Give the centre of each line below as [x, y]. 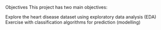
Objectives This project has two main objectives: [56, 7]
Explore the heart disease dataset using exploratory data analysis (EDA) [81, 17]
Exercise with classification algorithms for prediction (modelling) [73, 22]
